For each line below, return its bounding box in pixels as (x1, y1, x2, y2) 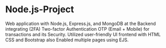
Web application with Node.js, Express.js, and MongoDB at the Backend (5, 20, 156, 27)
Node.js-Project (5, 4, 74, 15)
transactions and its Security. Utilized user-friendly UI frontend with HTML (5, 31, 161, 37)
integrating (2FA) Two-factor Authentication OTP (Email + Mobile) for (5, 26, 150, 32)
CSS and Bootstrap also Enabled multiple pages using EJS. (5, 37, 129, 43)
